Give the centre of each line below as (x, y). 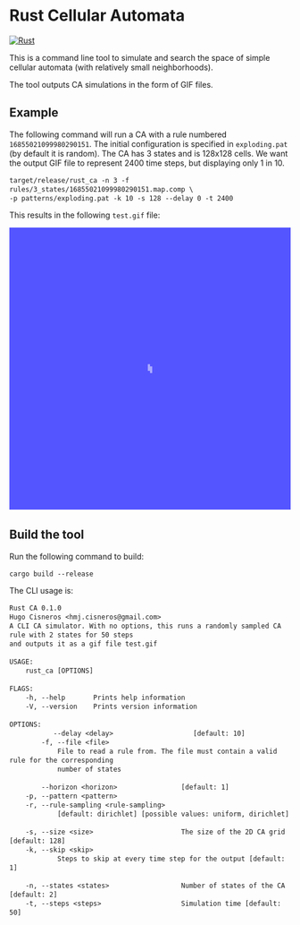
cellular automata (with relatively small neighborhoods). (111, 67)
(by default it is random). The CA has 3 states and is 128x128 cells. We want (149, 153)
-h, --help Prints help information (105, 698)
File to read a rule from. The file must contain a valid (167, 751)
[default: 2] (33, 895)
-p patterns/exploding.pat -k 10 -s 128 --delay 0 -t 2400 (121, 198)
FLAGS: (21, 689)
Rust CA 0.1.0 (36, 608)
